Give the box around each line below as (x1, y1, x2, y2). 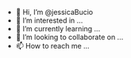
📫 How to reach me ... (15, 42, 90, 50)
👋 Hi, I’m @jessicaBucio (15, 8, 94, 16)
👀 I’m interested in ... (15, 16, 83, 25)
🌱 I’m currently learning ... (15, 24, 101, 33)
